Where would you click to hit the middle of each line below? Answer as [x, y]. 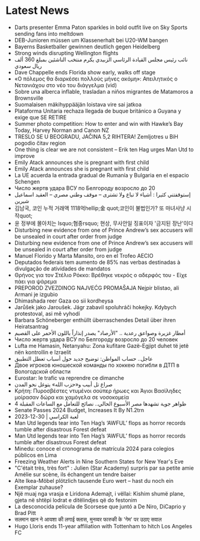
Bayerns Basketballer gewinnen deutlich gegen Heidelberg [87, 47]
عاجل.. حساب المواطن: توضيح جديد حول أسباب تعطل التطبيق [83, 358]
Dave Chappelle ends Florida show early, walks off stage [85, 72]
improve [24, 156]
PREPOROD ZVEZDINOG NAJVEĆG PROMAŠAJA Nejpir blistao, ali [97, 287]
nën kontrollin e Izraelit [43, 352]
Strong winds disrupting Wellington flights [66, 53]
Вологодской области [42, 371]
